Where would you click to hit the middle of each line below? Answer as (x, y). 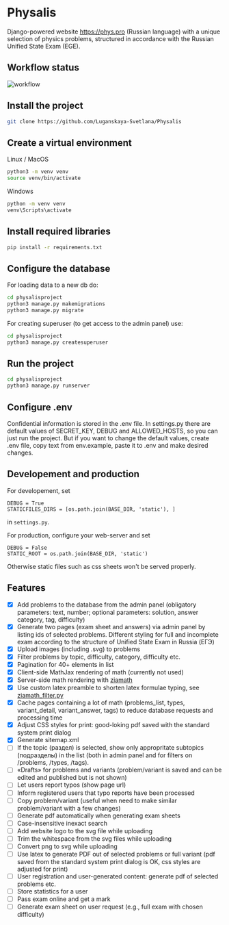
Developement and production (73, 474)
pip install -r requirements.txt (55, 247)
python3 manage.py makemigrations (56, 304)
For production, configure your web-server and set (79, 535)
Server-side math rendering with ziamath (75, 680)
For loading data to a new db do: (53, 285)
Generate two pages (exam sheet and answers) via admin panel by (111, 626)
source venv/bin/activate (44, 178)
